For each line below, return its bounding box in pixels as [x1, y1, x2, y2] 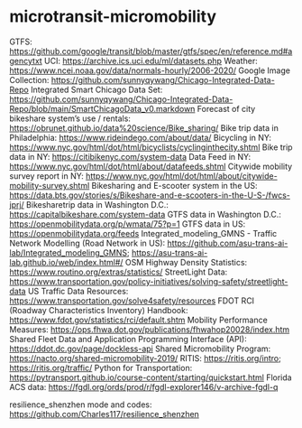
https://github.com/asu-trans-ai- [167, 237, 288, 248]
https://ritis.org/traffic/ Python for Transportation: [9, 362, 193, 373]
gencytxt [9, 55, 42, 66]
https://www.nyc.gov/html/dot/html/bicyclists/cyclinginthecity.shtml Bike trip [9, 142, 293, 153]
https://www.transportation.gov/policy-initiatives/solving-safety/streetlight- [9, 275, 288, 286]
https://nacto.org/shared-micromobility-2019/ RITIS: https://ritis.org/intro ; [9, 352, 281, 363]
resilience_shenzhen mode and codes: [9, 399, 152, 410]
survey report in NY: [9, 170, 84, 181]
